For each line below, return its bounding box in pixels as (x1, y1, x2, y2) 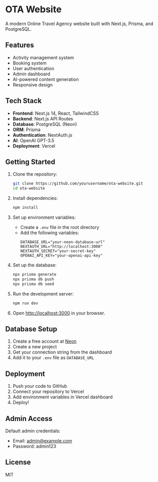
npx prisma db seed (12, 281, 55, 286)
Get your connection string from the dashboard (12, 349, 112, 355)
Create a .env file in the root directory (20, 224, 99, 230)
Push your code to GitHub (12, 383, 67, 389)
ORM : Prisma (12, 127, 41, 133)
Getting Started (5, 157, 56, 166)
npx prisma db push (12, 277, 55, 282)
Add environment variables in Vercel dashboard (12, 394, 113, 400)
